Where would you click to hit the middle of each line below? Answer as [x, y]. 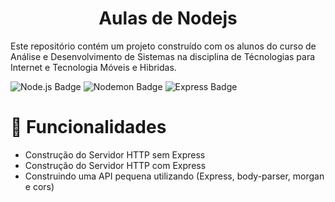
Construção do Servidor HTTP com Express [115, 165]
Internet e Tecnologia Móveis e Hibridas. [93, 67]
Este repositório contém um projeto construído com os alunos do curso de [163, 46]
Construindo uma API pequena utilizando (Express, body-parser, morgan [174, 176]
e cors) [39, 186]
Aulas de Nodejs [168, 18]
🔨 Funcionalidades [88, 127]
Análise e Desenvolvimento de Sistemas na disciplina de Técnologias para [163, 56]
